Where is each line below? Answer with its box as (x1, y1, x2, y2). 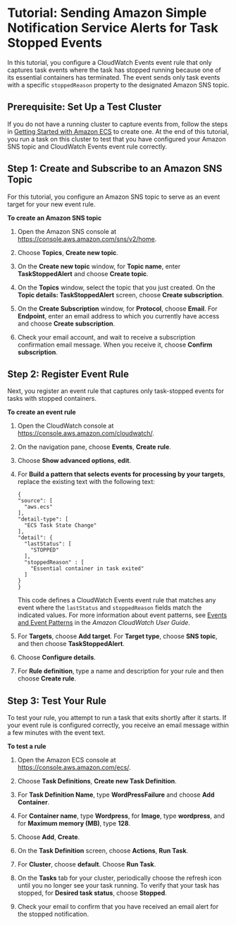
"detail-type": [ (17, 516, 69, 523)
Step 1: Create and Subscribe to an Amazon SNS (7, 163, 223, 175)
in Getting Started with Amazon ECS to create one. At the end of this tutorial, (7, 127, 229, 135)
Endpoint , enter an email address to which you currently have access (17, 311, 220, 320)
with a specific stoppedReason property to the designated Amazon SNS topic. (7, 80, 230, 89)
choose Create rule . (17, 674, 76, 683)
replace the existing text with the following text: (17, 478, 155, 486)
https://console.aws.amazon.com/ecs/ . (17, 763, 132, 772)
